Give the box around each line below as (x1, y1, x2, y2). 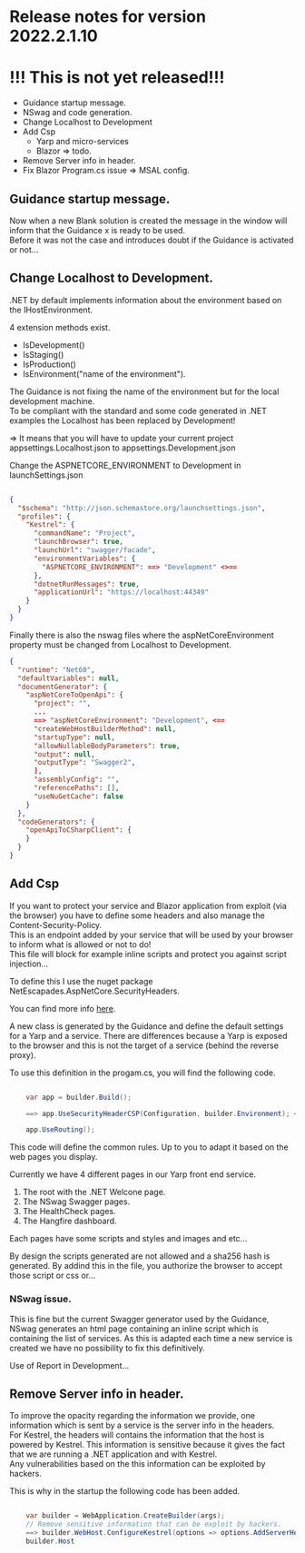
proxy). (9, 1049, 36, 1060)
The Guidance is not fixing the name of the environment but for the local (9, 386, 280, 397)
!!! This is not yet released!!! (9, 67, 225, 88)
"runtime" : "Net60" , (17, 665, 95, 674)
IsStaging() (22, 349, 64, 360)
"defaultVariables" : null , (17, 674, 120, 683)
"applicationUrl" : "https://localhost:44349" (33, 588, 209, 597)
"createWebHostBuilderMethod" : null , (33, 724, 177, 733)
